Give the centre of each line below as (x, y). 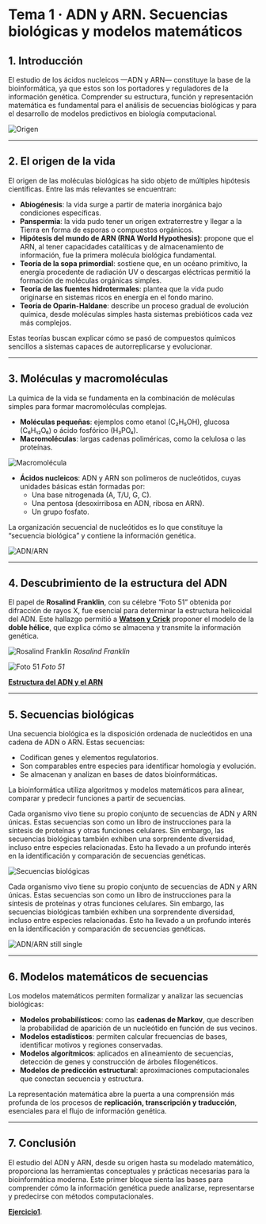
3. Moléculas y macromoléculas (88, 379)
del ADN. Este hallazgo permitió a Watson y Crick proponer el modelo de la (131, 619)
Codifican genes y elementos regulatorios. (89, 758)
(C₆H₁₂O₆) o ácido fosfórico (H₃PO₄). (79, 430)
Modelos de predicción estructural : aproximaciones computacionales (134, 1071)
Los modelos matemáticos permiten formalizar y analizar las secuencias (126, 996)
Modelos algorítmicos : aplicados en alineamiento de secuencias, (126, 1053)
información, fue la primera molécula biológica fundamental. (118, 255)
